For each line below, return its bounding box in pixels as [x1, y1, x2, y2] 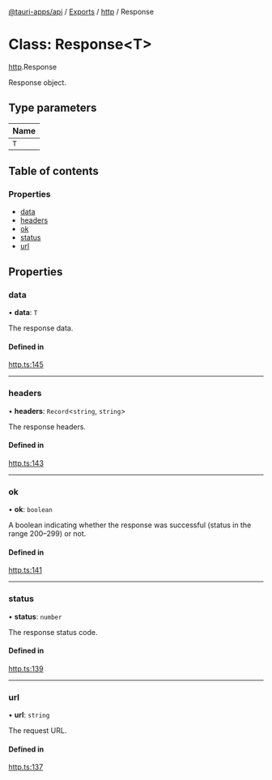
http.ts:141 [8, 565, 43, 575]
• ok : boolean [8, 505, 53, 514]
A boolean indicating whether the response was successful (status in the [8, 520, 252, 530]
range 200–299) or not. [8, 529, 87, 539]
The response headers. [8, 421, 87, 432]
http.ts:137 [8, 762, 44, 772]
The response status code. [8, 627, 98, 637]
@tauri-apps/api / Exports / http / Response [8, 7, 155, 16]
